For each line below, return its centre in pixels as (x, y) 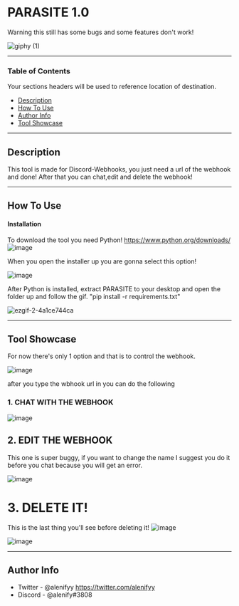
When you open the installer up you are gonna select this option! (102, 261)
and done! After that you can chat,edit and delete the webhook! (100, 177)
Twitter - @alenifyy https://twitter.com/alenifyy (86, 587)
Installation (24, 224)
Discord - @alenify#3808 (55, 595)
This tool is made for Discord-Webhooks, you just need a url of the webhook (119, 169)
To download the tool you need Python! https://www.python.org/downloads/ (119, 240)
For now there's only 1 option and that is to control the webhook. (101, 356)
